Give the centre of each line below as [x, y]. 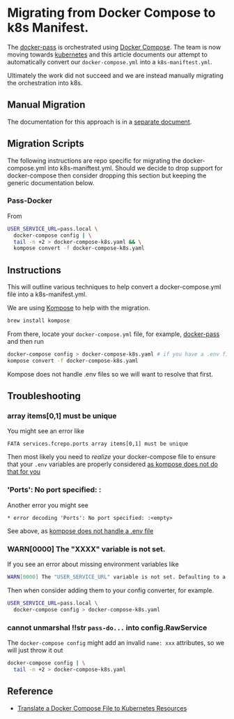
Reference [30, 691]
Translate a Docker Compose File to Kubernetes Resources [102, 708]
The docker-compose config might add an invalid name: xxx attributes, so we [116, 643]
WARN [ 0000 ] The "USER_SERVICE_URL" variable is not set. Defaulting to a [117, 577]
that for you [24, 472]
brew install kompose [39, 321]
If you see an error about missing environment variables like [93, 565]
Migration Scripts [46, 144]
